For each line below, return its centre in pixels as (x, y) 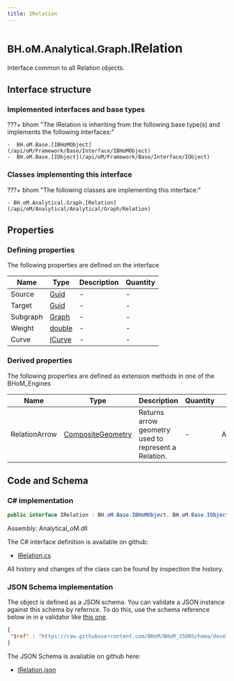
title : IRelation (32, 14)
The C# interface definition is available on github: (78, 542)
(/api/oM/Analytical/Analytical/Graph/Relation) (79, 209)
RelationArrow (34, 434)
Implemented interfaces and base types (76, 109)
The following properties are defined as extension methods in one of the (111, 376)
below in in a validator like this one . (57, 617)
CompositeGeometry (98, 434)
